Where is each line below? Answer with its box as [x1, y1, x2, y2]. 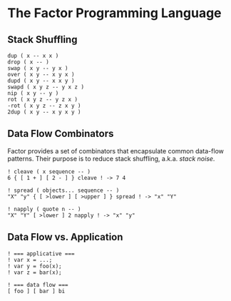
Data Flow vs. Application [7, 231, 123, 243]
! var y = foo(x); [7, 262, 62, 270]
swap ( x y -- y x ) [7, 65, 69, 72]
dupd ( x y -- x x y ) [7, 77, 75, 84]
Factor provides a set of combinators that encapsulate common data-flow [7, 146, 225, 155]
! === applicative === [7, 250, 75, 257]
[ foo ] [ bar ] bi [7, 287, 66, 295]
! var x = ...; [7, 256, 53, 263]
